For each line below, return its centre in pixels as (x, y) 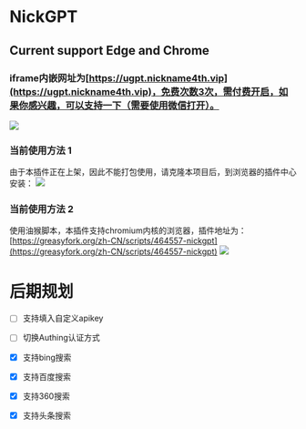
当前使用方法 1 (41, 150)
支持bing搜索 (47, 357)
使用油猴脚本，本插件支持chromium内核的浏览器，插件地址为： (128, 230)
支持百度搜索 (46, 376)
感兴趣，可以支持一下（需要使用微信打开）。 (124, 105)
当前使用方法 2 (42, 209)
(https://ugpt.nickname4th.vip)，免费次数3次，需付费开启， (144, 91)
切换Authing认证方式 (61, 338)
